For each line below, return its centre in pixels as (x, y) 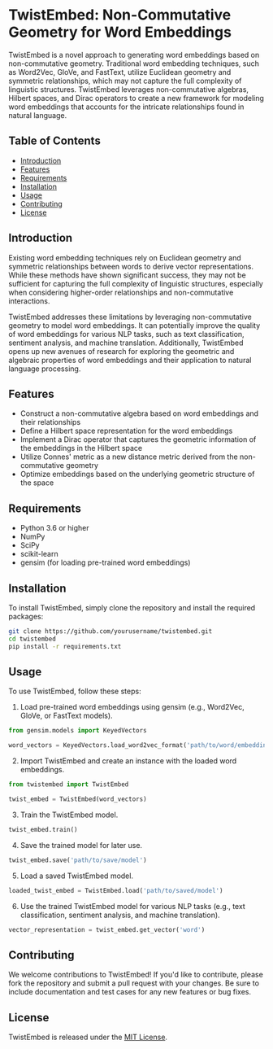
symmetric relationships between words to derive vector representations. (131, 266)
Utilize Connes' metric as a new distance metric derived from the (129, 457)
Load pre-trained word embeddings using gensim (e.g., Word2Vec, (132, 707)
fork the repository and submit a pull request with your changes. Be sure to (134, 983)
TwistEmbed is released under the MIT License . (88, 1037)
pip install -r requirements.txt (65, 646)
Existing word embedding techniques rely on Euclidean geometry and (125, 257)
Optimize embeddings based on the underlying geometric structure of (137, 474)
